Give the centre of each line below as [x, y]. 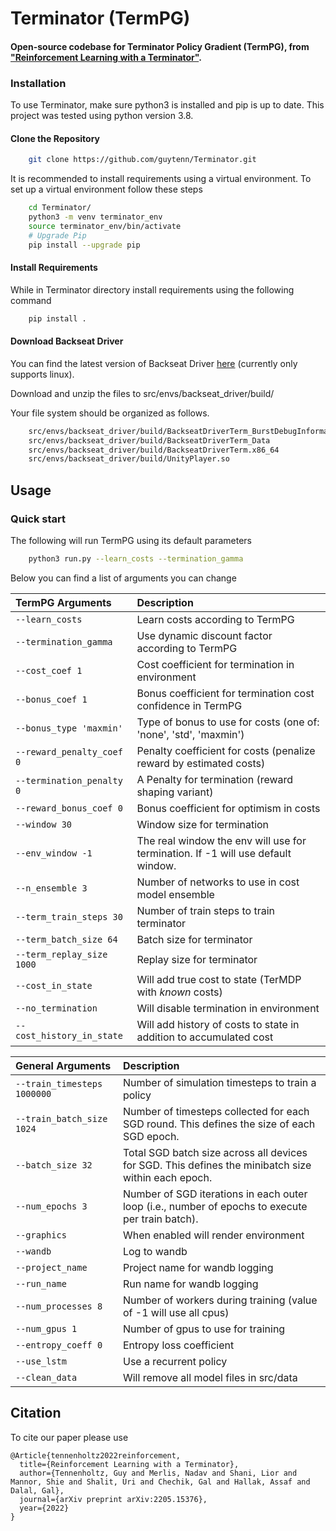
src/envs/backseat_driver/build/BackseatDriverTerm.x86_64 [154, 450]
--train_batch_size [61, 1118]
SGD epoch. [151, 1136]
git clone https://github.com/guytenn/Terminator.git [142, 160]
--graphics [41, 1235]
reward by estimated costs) [201, 763]
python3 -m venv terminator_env [95, 217]
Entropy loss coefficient [178, 1345]
